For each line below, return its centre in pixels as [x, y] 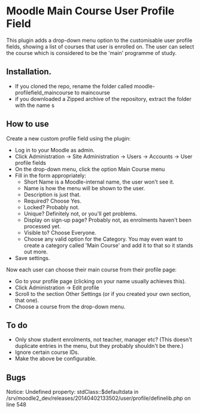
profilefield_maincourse [44, 92]
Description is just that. [52, 194]
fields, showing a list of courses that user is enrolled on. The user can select [100, 47]
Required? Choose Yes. [53, 201]
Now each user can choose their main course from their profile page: [91, 270]
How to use [28, 124]
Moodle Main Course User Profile [90, 11]
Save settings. [32, 258]
